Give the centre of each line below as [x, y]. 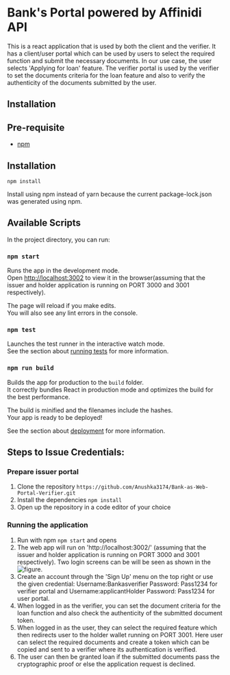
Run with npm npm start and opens [67, 540]
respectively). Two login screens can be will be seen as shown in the [114, 562]
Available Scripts [44, 223]
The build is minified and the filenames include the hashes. [90, 410]
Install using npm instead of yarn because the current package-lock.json [110, 194]
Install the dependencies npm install [69, 500]
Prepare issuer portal [43, 471]
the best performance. [39, 396]
